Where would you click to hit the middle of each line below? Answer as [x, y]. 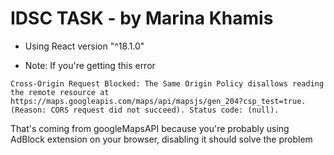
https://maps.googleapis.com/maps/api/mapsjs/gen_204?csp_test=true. [158, 101]
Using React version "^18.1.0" [84, 46]
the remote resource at [60, 92]
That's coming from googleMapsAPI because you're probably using [150, 128]
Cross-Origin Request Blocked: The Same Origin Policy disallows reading [167, 83]
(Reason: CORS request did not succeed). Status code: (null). [145, 110]
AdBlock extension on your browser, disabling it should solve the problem [161, 139]
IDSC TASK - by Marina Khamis [142, 18]
